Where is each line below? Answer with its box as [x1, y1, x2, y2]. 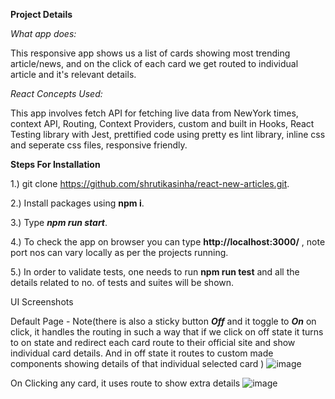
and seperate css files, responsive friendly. [10, 139, 188, 151]
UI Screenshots [10, 296, 74, 308]
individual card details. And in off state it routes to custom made [10, 347, 274, 359]
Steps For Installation [10, 159, 101, 170]
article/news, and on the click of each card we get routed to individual [10, 58, 299, 69]
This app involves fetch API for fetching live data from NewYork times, [10, 107, 299, 119]
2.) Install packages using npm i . [10, 197, 145, 209]
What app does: [10, 28, 77, 39]
